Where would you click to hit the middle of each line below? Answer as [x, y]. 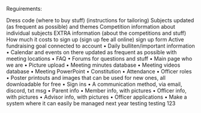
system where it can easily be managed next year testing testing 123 [91, 103]
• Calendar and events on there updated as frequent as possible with [91, 52]
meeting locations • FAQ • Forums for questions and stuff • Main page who [99, 59]
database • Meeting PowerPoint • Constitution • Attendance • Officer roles [99, 71]
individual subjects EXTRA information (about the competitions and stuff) [96, 33]
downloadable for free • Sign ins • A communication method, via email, [94, 84]
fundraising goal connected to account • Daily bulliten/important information [100, 46]
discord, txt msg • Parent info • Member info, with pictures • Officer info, [97, 90]
